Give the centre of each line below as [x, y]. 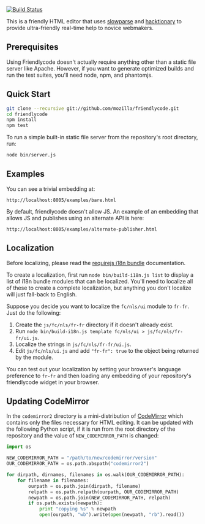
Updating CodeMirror [48, 402]
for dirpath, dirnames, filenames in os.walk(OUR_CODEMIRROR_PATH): [95, 475]
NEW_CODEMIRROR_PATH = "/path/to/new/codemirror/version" [82, 458]
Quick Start [28, 94]
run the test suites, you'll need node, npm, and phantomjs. [80, 75]
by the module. [34, 357]
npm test [17, 126]
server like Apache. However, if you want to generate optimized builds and [100, 68]
